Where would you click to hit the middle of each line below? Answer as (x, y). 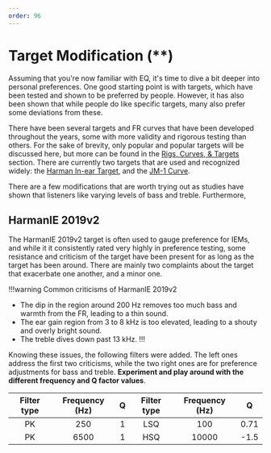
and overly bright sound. (61, 330)
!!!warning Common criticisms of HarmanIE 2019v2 (93, 289)
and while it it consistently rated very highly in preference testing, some (127, 248)
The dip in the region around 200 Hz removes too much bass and (129, 305)
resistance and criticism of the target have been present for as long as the (131, 257)
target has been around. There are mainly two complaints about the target (131, 265)
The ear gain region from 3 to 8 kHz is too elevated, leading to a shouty (139, 322)
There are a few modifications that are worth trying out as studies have (126, 186)
